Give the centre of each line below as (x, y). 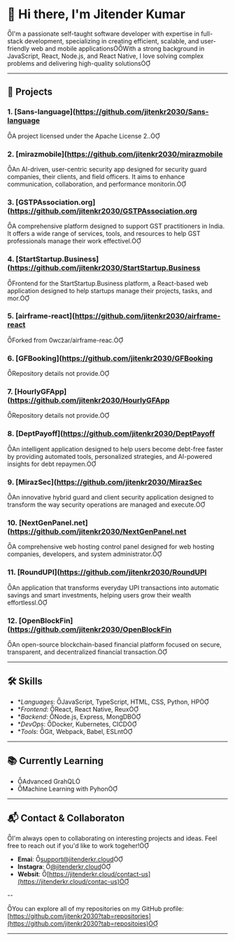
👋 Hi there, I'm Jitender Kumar (96, 14)
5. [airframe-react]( (41, 316)
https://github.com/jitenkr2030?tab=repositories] (80, 917)
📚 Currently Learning (55, 761)
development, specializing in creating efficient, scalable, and (112, 41)
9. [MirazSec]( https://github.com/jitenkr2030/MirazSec (105, 482)
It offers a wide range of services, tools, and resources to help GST (104, 234)
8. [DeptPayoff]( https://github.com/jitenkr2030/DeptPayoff (111, 434)
